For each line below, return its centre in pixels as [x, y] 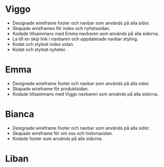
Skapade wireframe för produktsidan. [51, 89]
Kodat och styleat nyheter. [39, 49]
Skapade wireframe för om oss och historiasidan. [63, 133]
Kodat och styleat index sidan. [43, 44]
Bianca [20, 114]
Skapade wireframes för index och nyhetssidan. [61, 28]
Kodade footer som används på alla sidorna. [57, 139]
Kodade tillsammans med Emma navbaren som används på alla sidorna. [86, 33]
